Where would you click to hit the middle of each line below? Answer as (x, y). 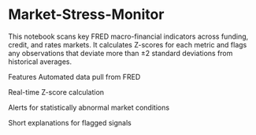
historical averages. (40, 62)
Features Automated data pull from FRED (74, 77)
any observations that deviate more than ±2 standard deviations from (121, 53)
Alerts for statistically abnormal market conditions (89, 107)
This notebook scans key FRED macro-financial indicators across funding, (128, 36)
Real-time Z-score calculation (56, 92)
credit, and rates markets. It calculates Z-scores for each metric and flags (128, 44)
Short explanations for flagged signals (70, 122)
